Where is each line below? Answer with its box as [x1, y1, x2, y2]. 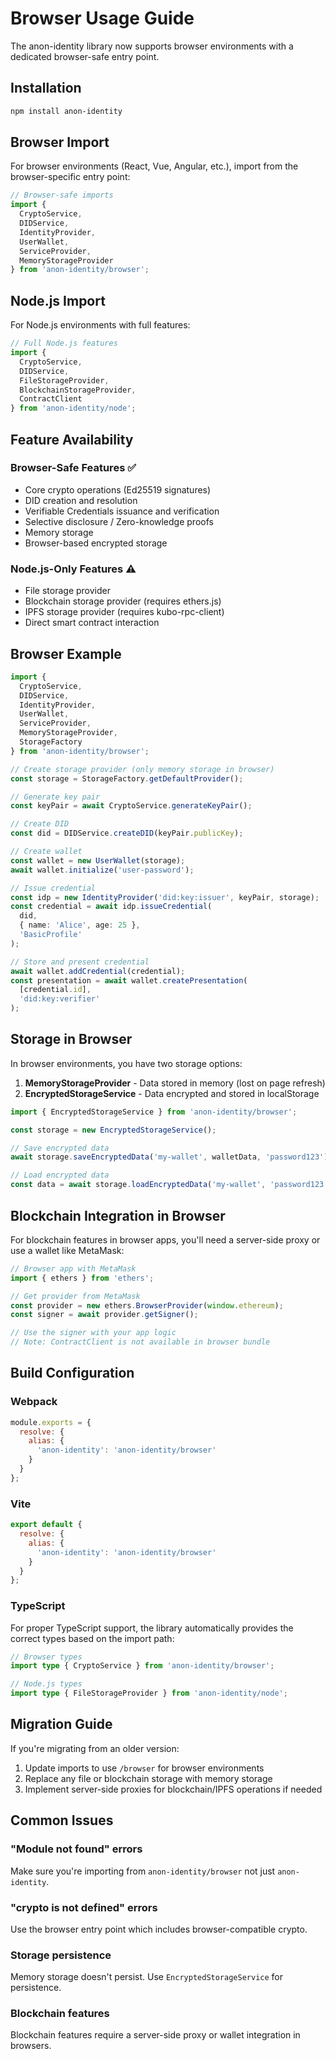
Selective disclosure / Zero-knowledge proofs [24, 515, 214, 527]
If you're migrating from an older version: [10, 1742, 180, 1754]
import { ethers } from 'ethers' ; [10, 1273, 155, 1283]
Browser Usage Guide [10, 7, 195, 30]
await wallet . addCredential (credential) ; [10, 966, 186, 976]
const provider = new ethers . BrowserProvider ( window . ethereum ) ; [10, 1300, 284, 1311]
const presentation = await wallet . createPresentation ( [10, 975, 248, 986]
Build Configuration [10, 1365, 135, 1382]
